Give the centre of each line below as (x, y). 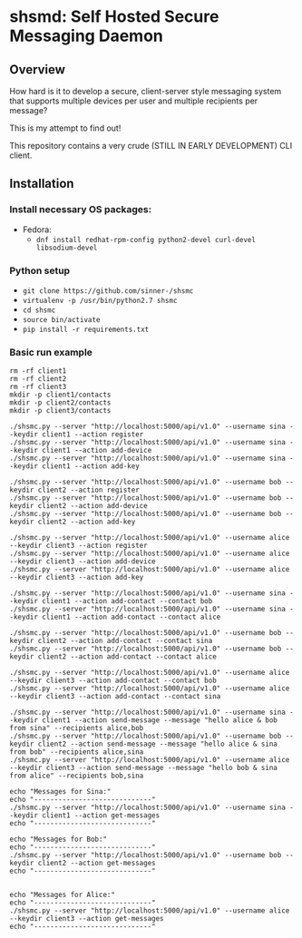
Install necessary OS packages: (81, 210)
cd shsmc (39, 310)
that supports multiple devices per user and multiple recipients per (134, 101)
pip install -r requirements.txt (86, 329)
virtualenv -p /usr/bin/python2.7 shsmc (100, 300)
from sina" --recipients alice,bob (77, 728)
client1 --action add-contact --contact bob (127, 601)
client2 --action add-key (87, 522)
